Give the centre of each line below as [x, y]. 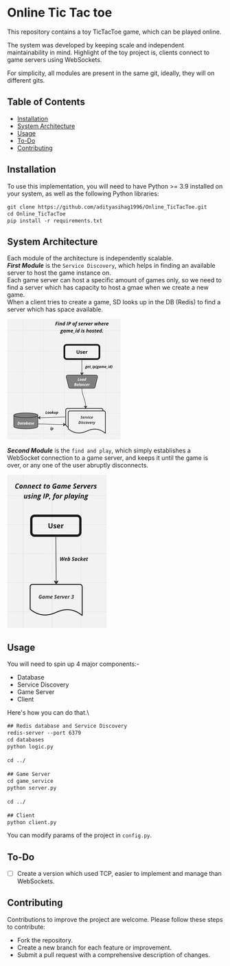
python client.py [32, 823]
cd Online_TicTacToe [37, 214]
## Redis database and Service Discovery [67, 726]
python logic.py [30, 747]
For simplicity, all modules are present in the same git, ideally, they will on [111, 73]
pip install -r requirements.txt [55, 221]
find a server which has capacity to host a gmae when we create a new [108, 288]
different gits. [26, 80]
